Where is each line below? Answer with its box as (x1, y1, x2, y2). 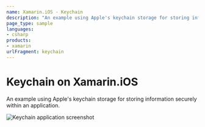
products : (6, 37, 32, 43)
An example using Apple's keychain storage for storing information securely (6, 95, 197, 103)
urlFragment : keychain (6, 49, 64, 55)
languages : (6, 26, 34, 32)
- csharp (6, 32, 29, 38)
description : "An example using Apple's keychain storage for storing (6, 15, 190, 21)
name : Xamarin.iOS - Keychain (6, 9, 84, 15)
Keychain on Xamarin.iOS (6, 74, 138, 89)
